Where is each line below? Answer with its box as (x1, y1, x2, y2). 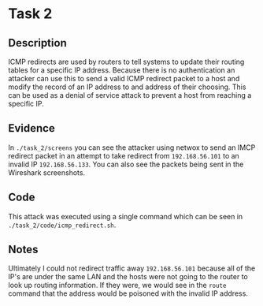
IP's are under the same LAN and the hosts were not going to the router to (8, 272, 248, 282)
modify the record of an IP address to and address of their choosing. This (8, 82, 246, 91)
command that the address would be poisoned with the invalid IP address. (8, 289, 248, 298)
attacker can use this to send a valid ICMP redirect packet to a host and (8, 74, 240, 83)
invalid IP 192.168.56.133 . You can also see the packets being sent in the (8, 159, 244, 169)
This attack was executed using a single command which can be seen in (8, 211, 243, 221)
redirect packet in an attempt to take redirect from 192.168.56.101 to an (8, 151, 240, 160)
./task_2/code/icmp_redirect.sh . (8, 220, 117, 229)
